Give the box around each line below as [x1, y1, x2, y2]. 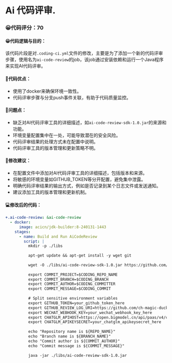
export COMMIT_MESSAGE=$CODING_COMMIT [28, 286, 111, 291]
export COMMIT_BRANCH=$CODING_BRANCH [28, 277, 109, 282]
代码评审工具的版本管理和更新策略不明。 [12, 145, 98, 151]
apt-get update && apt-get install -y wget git [28, 253, 132, 258]
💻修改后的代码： [5, 201, 42, 208]
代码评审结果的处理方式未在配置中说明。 [12, 139, 98, 145]
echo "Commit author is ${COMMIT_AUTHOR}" [28, 338, 120, 344]
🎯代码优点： [5, 75, 31, 82]
